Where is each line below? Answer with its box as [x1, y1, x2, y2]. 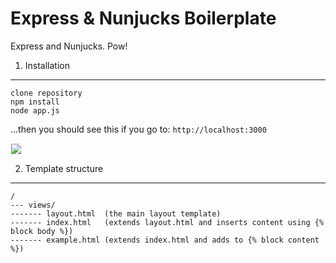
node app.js [10, 105, 60, 116]
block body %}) [10, 226, 74, 236]
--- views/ [10, 200, 56, 210]
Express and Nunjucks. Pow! [10, 40, 128, 52]
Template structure [24, 162, 104, 174]
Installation [24, 59, 71, 71]
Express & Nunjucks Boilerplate [10, 7, 277, 30]
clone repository [10, 88, 83, 98]
